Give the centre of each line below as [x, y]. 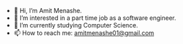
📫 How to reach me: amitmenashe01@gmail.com [84, 33]
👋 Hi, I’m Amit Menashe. [48, 11]
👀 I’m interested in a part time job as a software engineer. [95, 18]
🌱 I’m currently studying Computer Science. [76, 25]
